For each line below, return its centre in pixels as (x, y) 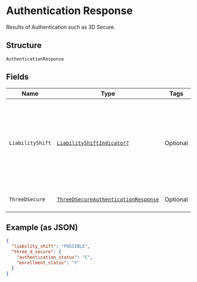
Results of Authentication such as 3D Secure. (61, 27)
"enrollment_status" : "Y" (48, 263)
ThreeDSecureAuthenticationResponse (108, 199)
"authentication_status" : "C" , (55, 257)
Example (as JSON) (42, 227)
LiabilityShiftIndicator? (93, 143)
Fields (18, 77)
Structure (24, 45)
